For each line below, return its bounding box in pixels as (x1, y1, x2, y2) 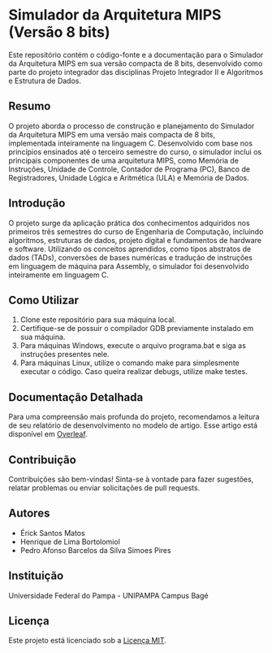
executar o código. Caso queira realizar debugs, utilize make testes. (19, 367, 248, 377)
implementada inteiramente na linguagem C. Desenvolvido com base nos (8, 138, 253, 148)
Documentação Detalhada (8, 390, 144, 404)
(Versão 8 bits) (8, 23, 110, 41)
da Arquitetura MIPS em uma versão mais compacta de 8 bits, (8, 129, 216, 139)
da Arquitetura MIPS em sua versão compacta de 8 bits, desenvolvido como (8, 59, 263, 68)
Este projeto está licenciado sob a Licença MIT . (8, 636, 166, 646)
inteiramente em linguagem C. (8, 270, 110, 280)
